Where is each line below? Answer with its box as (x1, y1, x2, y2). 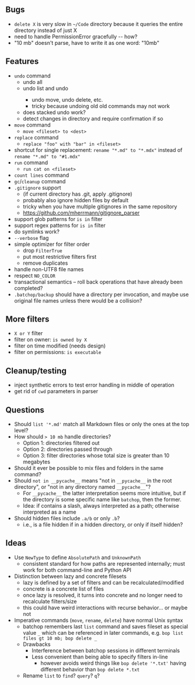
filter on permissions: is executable (14, 349, 101, 356)
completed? (14, 284, 43, 291)
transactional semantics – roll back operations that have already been (14, 278, 183, 285)
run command (14, 159, 48, 166)
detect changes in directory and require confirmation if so (22, 115, 163, 122)
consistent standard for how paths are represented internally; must (22, 560, 186, 567)
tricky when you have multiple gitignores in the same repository (22, 203, 177, 210)
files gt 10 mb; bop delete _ (22, 635, 98, 641)
